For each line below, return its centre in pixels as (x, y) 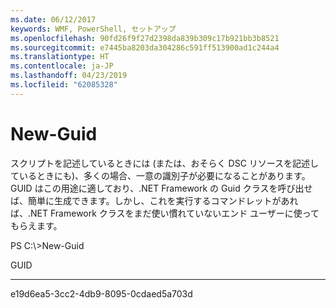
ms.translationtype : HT (60, 57)
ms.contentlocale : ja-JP (62, 66)
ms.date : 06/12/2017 (53, 19)
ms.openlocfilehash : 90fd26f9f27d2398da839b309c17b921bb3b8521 (145, 38)
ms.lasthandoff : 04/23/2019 (69, 76)
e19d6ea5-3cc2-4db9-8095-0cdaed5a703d (101, 293)
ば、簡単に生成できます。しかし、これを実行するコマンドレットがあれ (154, 200)
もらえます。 (36, 225)
